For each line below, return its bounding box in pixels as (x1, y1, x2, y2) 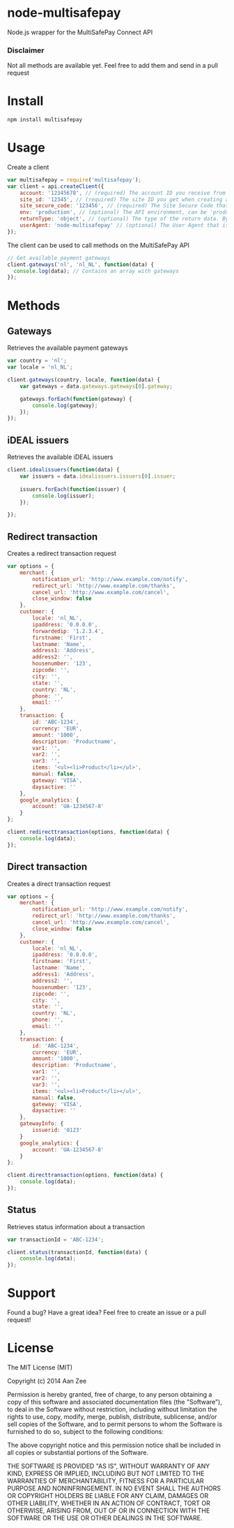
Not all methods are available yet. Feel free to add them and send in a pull (7, 61, 218, 70)
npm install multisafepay (7, 117, 82, 124)
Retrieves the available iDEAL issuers (7, 453, 114, 462)
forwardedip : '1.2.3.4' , (32, 627, 104, 635)
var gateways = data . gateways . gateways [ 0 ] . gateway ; (19, 383, 173, 390)
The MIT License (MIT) (7, 1363, 73, 1372)
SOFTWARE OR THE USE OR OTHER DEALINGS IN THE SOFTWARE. (7, 1514, 203, 1522)
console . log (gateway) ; (32, 402, 98, 409)
